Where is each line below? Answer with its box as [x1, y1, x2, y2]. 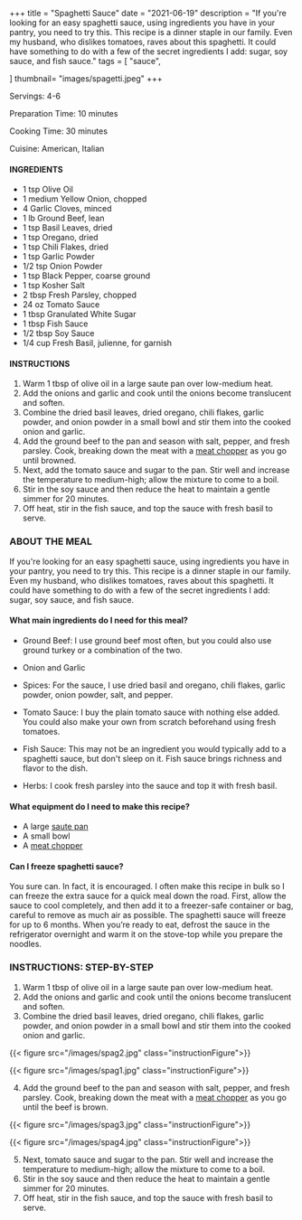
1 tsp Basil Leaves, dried [22, 222, 113, 233]
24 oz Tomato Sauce [22, 299, 100, 310]
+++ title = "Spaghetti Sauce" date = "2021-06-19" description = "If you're [9, 8, 287, 18]
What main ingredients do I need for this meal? [9, 615, 188, 626]
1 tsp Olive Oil [22, 184, 74, 195]
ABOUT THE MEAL [9, 535, 93, 548]
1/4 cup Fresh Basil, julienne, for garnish [22, 338, 173, 349]
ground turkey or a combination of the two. [22, 644, 183, 655]
